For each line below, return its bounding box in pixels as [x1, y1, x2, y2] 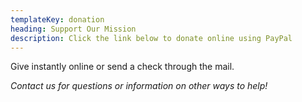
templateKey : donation [10, 14, 105, 25]
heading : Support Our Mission [10, 24, 137, 34]
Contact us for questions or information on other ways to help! [10, 80, 268, 92]
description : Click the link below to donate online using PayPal [10, 33, 293, 43]
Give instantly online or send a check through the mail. [10, 61, 235, 73]
